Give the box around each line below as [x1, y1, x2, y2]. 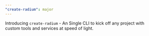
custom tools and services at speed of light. [5, 25, 94, 31]
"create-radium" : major [5, 7, 54, 12]
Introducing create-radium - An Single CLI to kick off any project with [5, 20, 145, 26]
